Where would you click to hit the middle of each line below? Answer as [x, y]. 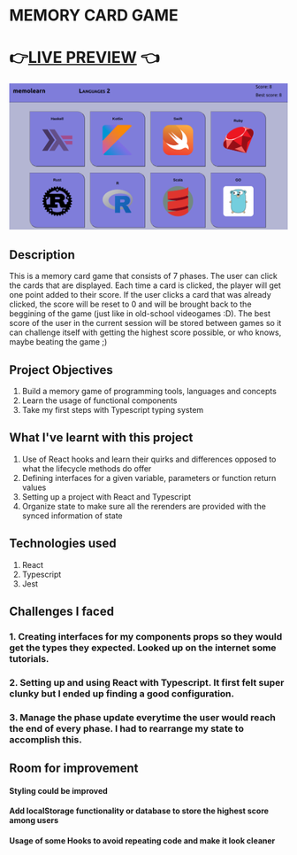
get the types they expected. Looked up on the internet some [143, 648]
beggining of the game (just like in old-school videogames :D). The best [140, 314]
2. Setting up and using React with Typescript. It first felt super [147, 682]
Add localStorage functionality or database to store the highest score [139, 811]
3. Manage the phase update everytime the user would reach [142, 717]
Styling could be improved [58, 790]
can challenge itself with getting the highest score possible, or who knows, [145, 332]
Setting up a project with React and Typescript [107, 496]
